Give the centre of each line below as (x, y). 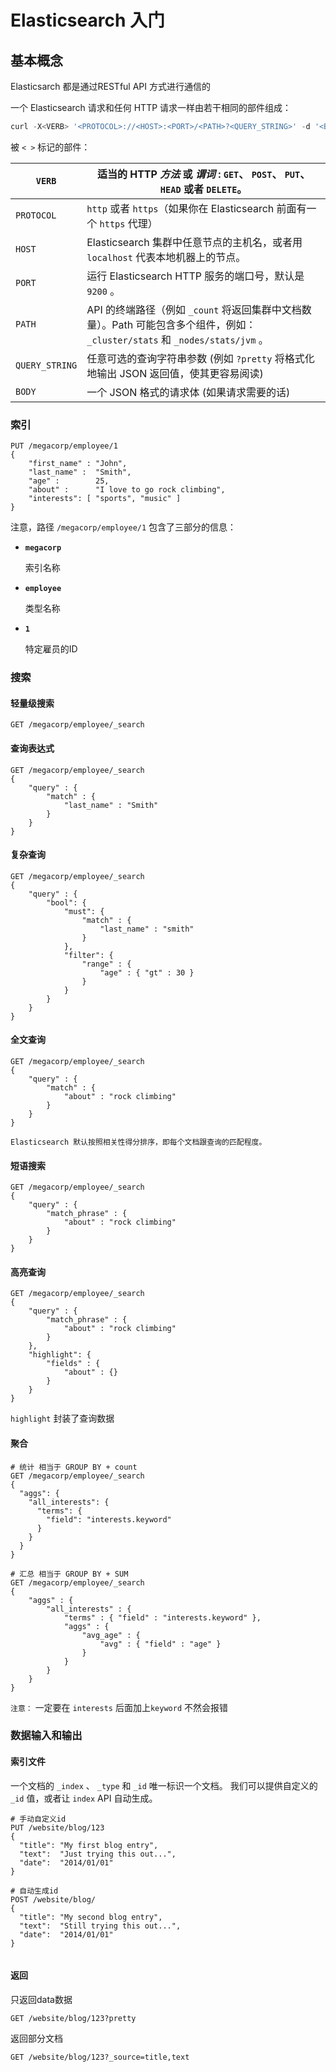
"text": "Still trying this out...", (100, 1926)
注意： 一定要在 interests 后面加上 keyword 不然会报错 (119, 1707)
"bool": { (66, 902)
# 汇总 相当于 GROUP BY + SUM (69, 1574)
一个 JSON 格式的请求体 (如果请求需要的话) (188, 392)
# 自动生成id (34, 1891)
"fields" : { (73, 1364)
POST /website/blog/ (53, 1899)
